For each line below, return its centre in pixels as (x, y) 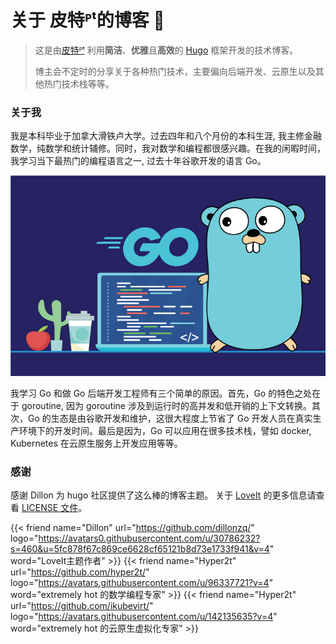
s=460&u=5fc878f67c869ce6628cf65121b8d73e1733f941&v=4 (140, 549)
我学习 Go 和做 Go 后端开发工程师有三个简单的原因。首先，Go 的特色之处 (161, 393)
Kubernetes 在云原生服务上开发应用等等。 (96, 443)
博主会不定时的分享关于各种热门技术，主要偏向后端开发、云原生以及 (175, 71)
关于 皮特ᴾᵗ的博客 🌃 (87, 20)
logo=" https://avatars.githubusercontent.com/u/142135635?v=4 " (144, 617)
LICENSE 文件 (50, 508)
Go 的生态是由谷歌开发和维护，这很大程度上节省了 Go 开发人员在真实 (170, 418)
